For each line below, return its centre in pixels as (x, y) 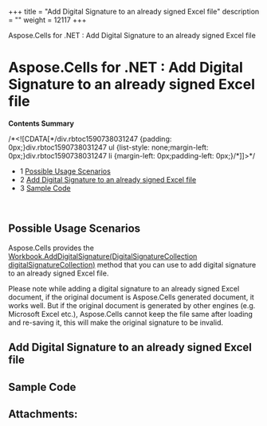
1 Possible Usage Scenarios (65, 171)
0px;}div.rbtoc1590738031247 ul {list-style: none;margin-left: (108, 147)
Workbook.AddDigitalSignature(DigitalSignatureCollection (103, 256)
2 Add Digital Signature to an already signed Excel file (108, 179)
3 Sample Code (45, 188)
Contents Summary (41, 123)
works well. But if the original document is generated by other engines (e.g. (132, 305)
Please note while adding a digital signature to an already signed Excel (124, 288)
